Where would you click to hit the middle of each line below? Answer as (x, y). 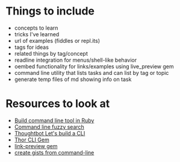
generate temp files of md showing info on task (73, 79)
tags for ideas (32, 47)
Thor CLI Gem (32, 140)
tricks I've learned (37, 34)
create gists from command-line (54, 152)
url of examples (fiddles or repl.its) (57, 40)
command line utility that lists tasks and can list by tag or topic (92, 73)
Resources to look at (58, 104)
